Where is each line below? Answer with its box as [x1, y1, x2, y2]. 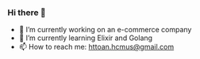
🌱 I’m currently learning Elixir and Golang [18, 33, 152, 42]
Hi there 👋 [7, 7, 47, 18]
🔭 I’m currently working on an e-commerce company [18, 25, 192, 35]
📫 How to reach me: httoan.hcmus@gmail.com [18, 42, 175, 52]
